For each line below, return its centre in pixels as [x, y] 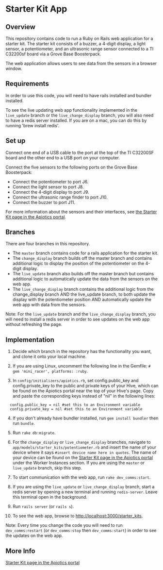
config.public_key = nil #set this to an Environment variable [75, 405]
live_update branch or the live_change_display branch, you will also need [80, 115]
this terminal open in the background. [50, 497]
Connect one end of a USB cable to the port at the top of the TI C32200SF [80, 152]
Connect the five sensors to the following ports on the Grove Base [72, 167]
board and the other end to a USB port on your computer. [63, 158]
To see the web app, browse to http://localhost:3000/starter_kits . [78, 516]
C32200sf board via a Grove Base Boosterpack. [53, 54]
